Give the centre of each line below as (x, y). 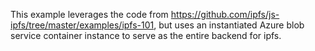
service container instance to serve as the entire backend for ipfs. (146, 35)
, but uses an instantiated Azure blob (229, 25)
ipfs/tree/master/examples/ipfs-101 (82, 25)
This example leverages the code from (89, 14)
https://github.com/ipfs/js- (225, 14)
